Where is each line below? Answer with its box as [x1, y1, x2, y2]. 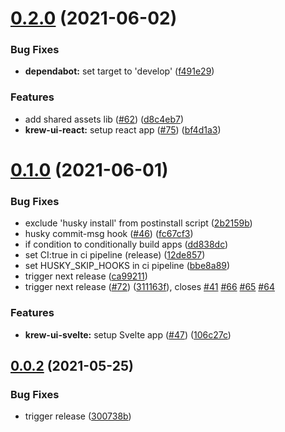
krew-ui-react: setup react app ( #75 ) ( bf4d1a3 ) [24, 123, 222, 136]
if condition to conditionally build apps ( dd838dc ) [24, 238, 229, 251]
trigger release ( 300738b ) [24, 410, 132, 422]
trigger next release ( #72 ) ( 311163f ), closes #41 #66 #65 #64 [24, 281, 275, 293]
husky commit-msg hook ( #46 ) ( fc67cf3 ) [24, 228, 194, 240]
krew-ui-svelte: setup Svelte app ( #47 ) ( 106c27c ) [24, 328, 232, 341]
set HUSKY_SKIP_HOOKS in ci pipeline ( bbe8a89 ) [24, 260, 231, 272]
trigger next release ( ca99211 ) [24, 270, 148, 282]
